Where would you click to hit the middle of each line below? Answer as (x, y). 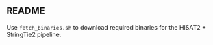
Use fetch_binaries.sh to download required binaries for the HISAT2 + (106, 27)
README (26, 11)
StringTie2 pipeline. (34, 34)
